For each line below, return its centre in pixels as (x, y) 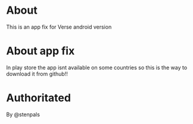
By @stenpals (23, 114)
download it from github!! (37, 74)
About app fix (41, 51)
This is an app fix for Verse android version (59, 27)
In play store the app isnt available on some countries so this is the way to (97, 67)
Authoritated (39, 98)
